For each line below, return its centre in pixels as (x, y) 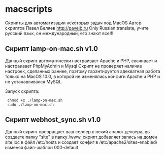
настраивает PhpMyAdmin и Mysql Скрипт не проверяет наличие (74, 66)
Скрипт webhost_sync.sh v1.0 (53, 120)
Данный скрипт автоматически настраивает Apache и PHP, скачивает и (81, 61)
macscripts (29, 9)
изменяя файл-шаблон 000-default (42, 147)
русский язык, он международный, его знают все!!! (59, 33)
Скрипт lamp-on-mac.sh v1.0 (52, 49)
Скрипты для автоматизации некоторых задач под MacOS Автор (73, 23)
